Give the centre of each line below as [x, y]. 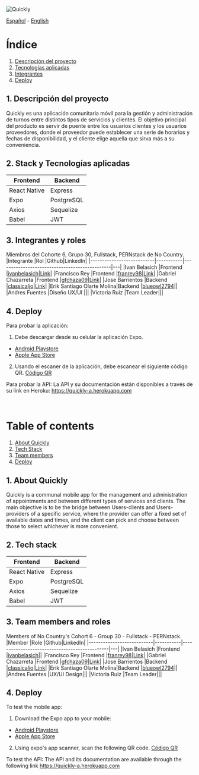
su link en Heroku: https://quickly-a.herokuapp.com [69, 391]
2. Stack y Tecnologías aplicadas [68, 164]
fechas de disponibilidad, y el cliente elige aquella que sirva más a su [90, 138]
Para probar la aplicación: [38, 326]
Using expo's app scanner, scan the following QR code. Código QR [96, 748]
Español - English [28, 21]
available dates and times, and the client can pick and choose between [93, 520]
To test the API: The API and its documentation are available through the [94, 760]
